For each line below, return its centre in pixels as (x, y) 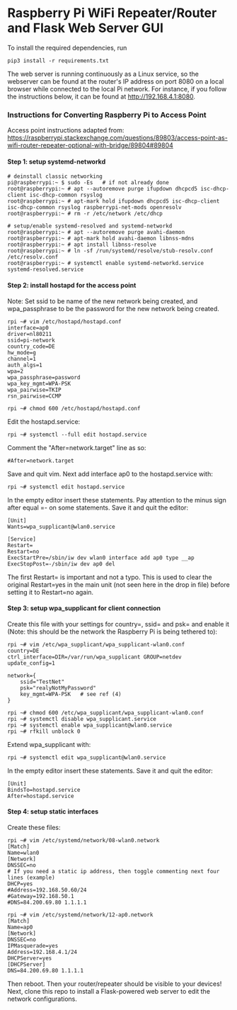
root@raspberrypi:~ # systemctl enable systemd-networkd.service (105, 264)
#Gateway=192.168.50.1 (41, 897)
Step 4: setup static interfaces (53, 812)
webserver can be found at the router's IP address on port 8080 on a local (116, 81)
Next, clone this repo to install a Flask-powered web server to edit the (109, 992)
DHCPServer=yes (30, 958)
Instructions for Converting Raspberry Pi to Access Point (107, 115)
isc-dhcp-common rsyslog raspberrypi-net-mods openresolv (94, 208)
